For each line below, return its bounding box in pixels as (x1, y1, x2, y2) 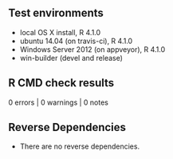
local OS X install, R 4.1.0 (19, 27, 101, 37)
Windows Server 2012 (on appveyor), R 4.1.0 (19, 44, 166, 54)
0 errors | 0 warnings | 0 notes (8, 97, 109, 107)
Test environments (8, 6, 104, 20)
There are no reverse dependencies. (19, 141, 140, 151)
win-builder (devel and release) (19, 53, 124, 62)
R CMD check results (8, 76, 115, 90)
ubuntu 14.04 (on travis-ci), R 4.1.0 (19, 36, 133, 46)
